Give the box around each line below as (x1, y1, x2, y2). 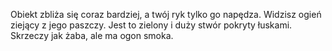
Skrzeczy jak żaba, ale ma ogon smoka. (10, 30, 174, 41)
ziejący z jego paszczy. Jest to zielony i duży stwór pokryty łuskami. (10, 19, 293, 31)
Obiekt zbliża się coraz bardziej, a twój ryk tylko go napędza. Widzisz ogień (10, 9, 322, 20)
